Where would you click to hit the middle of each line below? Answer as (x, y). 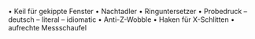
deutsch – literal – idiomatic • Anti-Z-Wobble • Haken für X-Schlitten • (122, 19)
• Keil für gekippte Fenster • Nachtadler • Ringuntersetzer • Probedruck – (128, 11)
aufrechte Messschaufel (48, 28)
